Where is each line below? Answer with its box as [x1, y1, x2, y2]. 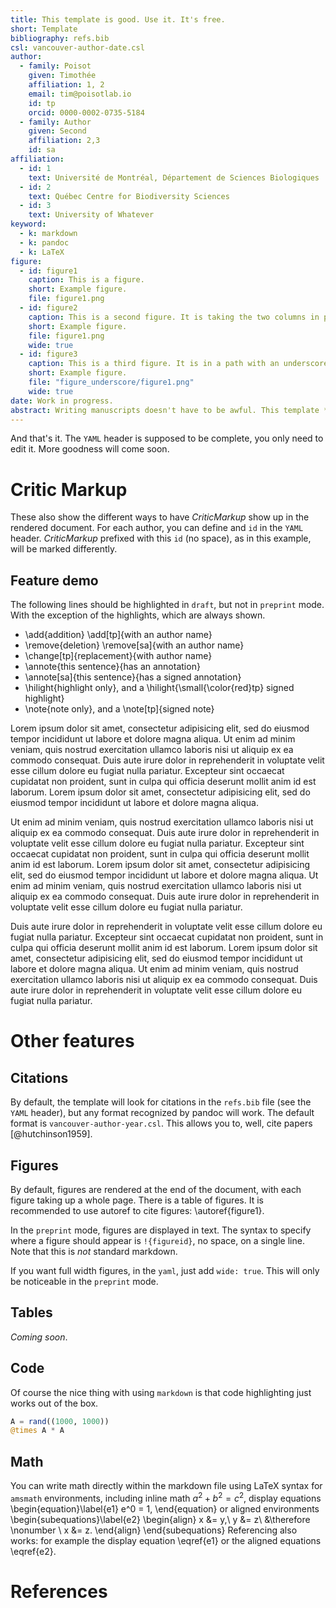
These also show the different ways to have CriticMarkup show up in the [10, 511, 310, 523]
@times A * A [10, 1426, 65, 1436]
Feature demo [10, 572, 99, 589]
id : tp [28, 98, 56, 108]
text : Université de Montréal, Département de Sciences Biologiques [28, 172, 320, 183]
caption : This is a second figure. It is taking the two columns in [28, 312, 320, 322]
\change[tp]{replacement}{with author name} [24, 650, 213, 662]
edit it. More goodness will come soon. [10, 443, 170, 455]
